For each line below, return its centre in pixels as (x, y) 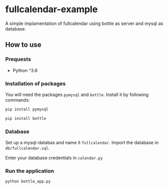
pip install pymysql (27, 109)
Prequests (18, 59)
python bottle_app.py (28, 181)
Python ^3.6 (25, 70)
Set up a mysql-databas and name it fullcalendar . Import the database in (82, 142)
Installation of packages (35, 83)
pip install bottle (26, 118)
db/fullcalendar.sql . (28, 148)
